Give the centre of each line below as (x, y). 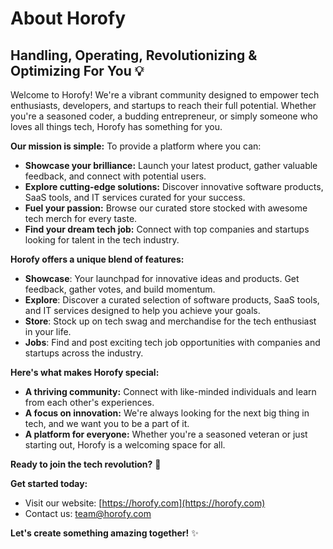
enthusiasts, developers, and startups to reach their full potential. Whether (163, 105)
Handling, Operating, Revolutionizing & (134, 55)
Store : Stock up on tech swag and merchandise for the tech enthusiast (170, 321)
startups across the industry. (84, 353)
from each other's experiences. (89, 402)
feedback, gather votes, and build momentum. (120, 289)
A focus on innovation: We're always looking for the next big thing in (167, 413)
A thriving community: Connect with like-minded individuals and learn (170, 391)
